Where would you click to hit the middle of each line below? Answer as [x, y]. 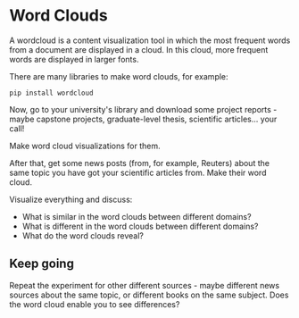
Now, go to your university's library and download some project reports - [143, 109]
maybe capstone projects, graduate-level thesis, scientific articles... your [143, 119]
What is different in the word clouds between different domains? [140, 226]
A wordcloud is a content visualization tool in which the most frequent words [150, 40]
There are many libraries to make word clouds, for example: [119, 76]
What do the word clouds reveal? [83, 235]
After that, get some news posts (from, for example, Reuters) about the [140, 163]
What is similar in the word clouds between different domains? [137, 216]
